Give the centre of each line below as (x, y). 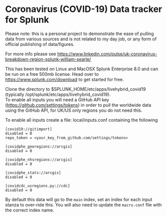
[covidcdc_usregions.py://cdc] (38, 186)
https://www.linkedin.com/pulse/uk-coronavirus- (107, 54)
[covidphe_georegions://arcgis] (39, 146)
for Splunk (27, 20)
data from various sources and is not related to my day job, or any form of (81, 39)
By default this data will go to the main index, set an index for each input (79, 199)
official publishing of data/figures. (40, 44)
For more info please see (31, 54)
